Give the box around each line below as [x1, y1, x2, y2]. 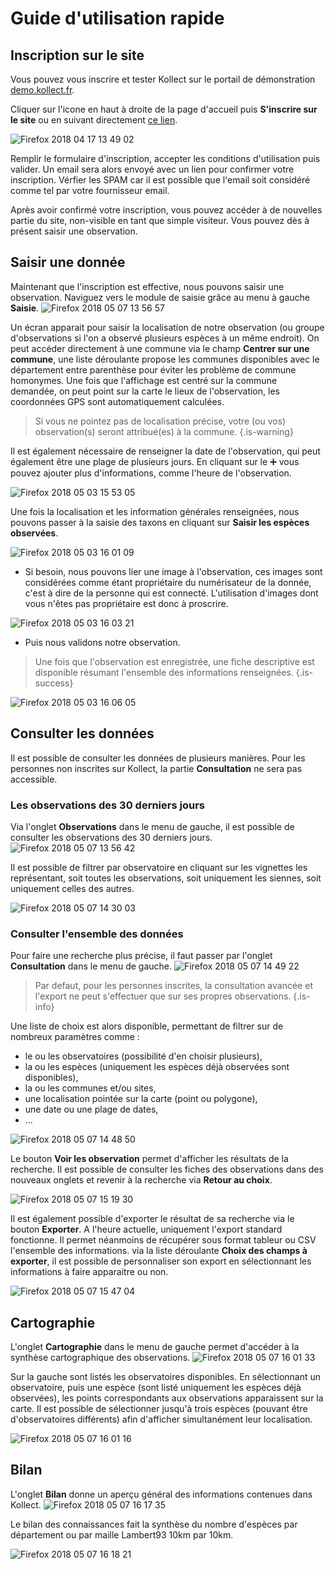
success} [34, 677, 74, 689]
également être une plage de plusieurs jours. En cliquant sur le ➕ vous [10, 455, 300, 467]
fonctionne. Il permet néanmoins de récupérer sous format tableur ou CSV [10, 1234, 317, 1246]
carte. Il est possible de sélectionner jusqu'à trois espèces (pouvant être [10, 1403, 308, 1415]
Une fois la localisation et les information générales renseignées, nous [10, 505, 300, 517]
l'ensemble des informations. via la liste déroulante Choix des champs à [10, 1245, 308, 1257]
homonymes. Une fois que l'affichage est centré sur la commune [10, 374, 278, 386]
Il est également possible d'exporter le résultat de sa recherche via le [10, 1213, 295, 1225]
